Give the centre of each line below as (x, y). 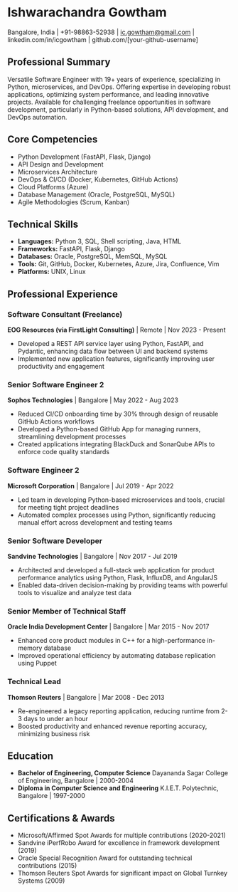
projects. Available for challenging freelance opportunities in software (109, 102)
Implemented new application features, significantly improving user (116, 359)
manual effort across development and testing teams (95, 522)
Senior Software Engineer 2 (56, 384)
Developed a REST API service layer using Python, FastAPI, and (110, 344)
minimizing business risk (54, 733)
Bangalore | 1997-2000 (51, 796)
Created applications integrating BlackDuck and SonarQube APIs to (116, 444)
